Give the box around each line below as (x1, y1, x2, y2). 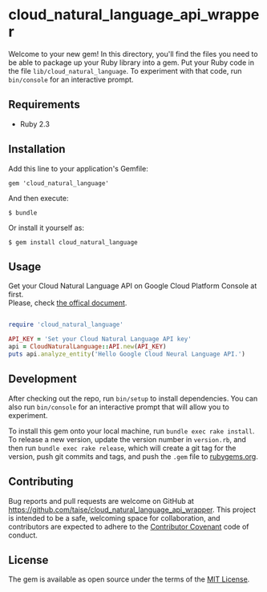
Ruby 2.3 (19, 119, 51, 129)
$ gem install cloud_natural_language (8, 238, 138, 246)
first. (8, 290, 24, 300)
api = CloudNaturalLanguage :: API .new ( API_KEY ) (8, 343, 167, 351)
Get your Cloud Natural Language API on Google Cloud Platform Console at (8, 281, 257, 291)
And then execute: (8, 193, 69, 203)
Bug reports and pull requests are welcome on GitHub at (8, 496, 195, 505)
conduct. (8, 530, 38, 540)
